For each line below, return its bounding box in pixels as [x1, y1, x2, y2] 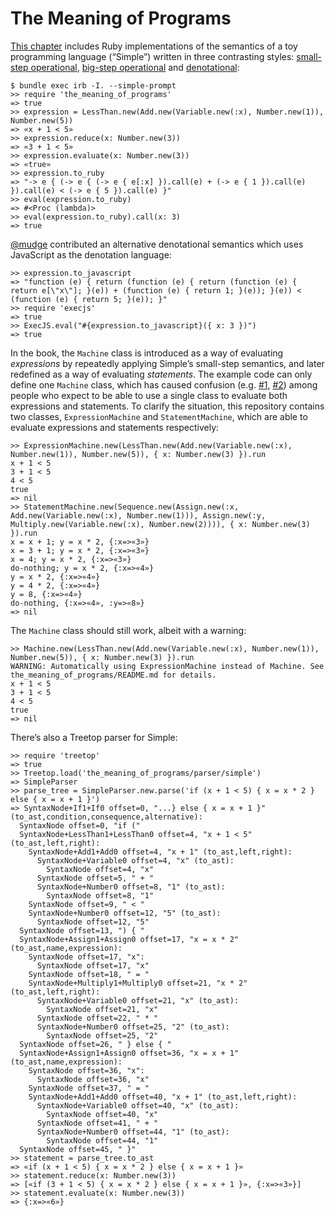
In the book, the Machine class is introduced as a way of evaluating [10, 347, 284, 359]
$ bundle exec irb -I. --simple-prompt [10, 80, 177, 91]
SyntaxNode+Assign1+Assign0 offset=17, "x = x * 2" [19, 934, 240, 944]
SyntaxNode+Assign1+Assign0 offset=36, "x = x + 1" [19, 1048, 240, 1058]
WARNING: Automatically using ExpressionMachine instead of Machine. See [10, 661, 325, 671]
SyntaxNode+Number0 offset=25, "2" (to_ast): [36, 1022, 230, 1032]
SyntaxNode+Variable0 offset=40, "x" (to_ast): [36, 1100, 240, 1111]
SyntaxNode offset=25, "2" [46, 1030, 159, 1041]
